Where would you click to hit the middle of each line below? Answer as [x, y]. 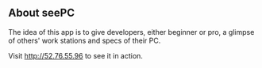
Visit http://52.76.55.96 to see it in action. [75, 55]
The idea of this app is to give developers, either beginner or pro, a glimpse [131, 32]
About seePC [42, 13]
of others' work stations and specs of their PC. [85, 40]
